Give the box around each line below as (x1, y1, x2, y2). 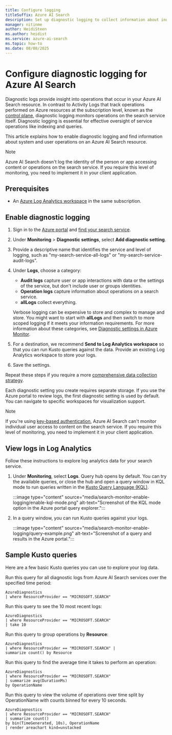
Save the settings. (12, 362, 51, 368)
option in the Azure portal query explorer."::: (12, 505, 106, 511)
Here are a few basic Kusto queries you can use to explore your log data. (5, 564, 159, 570)
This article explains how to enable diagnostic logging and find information (5, 133, 163, 139)
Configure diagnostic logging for (5, 68, 147, 80)
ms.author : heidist (5, 31, 47, 37)
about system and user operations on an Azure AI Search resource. (5, 138, 147, 145)
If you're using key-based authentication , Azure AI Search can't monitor (5, 418, 157, 424)
